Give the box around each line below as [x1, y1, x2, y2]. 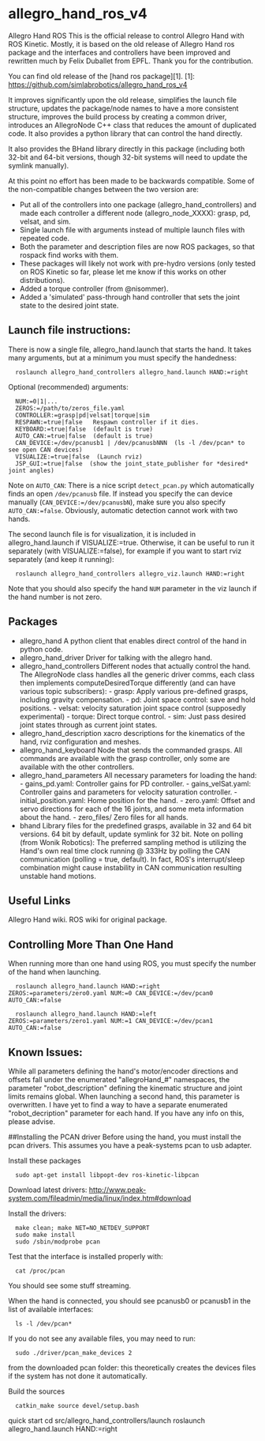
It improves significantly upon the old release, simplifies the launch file [8, 95, 237, 104]
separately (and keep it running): [8, 554, 114, 564]
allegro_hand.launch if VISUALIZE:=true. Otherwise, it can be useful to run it [8, 538, 255, 547]
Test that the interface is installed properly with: [8, 1252, 163, 1261]
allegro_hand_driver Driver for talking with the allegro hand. [19, 653, 213, 662]
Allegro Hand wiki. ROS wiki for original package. [8, 915, 167, 925]
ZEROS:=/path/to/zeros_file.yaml [15, 404, 125, 412]
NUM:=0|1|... [15, 397, 58, 406]
